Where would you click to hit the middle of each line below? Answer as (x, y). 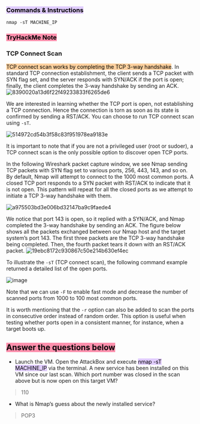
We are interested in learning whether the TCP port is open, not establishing (100, 103)
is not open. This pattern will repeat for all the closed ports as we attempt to (100, 189)
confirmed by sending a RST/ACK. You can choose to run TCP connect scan (100, 116)
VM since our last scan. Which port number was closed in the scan (97, 374)
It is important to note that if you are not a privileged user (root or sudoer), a (100, 146)
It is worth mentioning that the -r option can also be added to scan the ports (100, 309)
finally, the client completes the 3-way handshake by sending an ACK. (93, 86)
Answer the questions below (61, 347)
